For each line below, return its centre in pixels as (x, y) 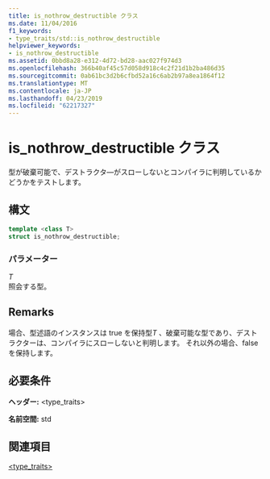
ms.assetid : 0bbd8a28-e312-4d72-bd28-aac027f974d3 (95, 61)
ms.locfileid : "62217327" (52, 106)
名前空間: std (30, 419)
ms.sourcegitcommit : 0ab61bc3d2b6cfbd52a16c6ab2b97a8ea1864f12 (117, 76)
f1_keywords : (30, 31)
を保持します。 (33, 352)
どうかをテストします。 (47, 182)
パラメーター (33, 259)
